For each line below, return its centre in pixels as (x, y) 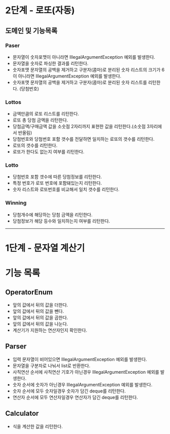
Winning (16, 203)
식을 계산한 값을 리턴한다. (38, 426)
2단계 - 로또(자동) (40, 10)
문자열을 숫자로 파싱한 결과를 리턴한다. (50, 63)
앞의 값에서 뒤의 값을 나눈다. (40, 324)
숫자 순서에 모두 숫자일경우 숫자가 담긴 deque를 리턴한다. (69, 391)
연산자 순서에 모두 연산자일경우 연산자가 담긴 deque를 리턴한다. (75, 397)
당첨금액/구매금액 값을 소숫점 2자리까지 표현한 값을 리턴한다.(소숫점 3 (81, 127)
